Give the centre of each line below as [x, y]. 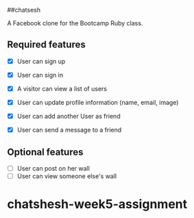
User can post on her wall [53, 168]
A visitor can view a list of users [62, 88]
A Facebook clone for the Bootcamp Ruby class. [75, 23]
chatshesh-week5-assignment [97, 204]
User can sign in [40, 75]
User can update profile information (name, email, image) [98, 102]
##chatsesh [24, 10]
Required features [46, 45]
